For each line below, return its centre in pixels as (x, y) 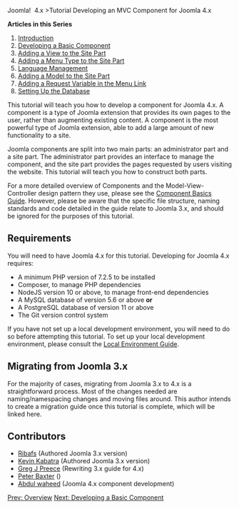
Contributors (37, 437)
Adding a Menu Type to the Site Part (71, 61)
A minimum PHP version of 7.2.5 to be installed (86, 277)
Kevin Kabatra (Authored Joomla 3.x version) (84, 461)
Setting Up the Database (54, 91)
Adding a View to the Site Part (62, 53)
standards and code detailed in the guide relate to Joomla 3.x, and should (116, 208)
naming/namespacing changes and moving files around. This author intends (119, 398)
